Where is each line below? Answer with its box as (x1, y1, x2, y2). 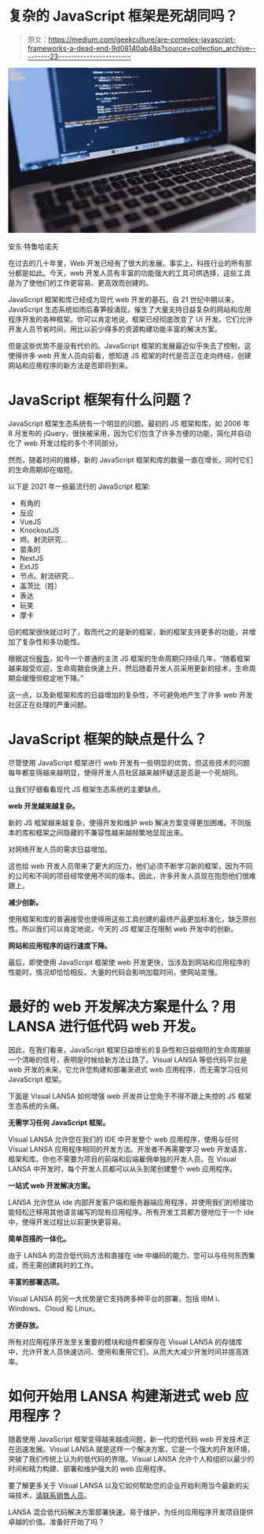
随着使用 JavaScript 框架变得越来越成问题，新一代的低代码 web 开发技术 (8, 1434, 244, 1444)
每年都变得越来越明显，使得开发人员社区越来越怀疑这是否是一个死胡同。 (8, 768, 242, 777)
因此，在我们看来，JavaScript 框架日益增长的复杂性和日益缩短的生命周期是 (8, 1045, 251, 1054)
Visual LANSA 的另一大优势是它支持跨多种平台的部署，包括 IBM (8, 1293, 214, 1303)
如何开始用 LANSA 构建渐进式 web (8, 1388, 232, 1405)
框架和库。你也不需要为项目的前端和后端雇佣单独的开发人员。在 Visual (8, 1154, 236, 1163)
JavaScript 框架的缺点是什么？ (8, 731, 208, 748)
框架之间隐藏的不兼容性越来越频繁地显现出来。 (35, 828, 187, 837)
